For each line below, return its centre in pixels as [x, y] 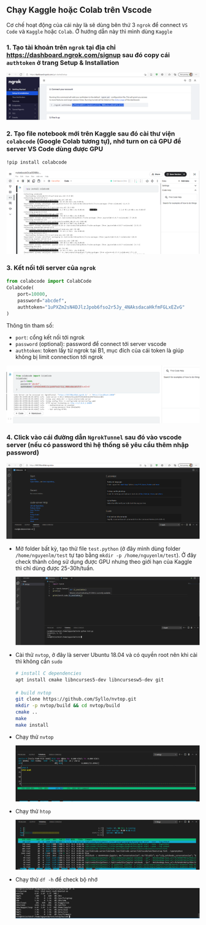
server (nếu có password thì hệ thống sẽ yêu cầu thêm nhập [97, 445]
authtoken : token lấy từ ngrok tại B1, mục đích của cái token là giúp [99, 350]
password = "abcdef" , [42, 301]
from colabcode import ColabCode [49, 282]
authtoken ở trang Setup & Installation [63, 63]
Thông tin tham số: [30, 325]
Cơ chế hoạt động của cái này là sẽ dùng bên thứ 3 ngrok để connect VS [97, 25]
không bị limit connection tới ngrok [59, 357]
